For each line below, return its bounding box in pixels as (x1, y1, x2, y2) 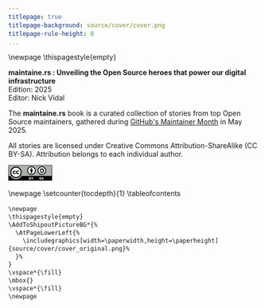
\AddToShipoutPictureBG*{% (8, 221, 98, 229)
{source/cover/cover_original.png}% (8, 245, 130, 253)
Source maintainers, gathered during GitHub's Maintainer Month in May (8, 117, 243, 127)
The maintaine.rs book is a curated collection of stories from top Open (8, 108, 241, 119)
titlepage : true (8, 13, 62, 21)
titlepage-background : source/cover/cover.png (8, 21, 166, 29)
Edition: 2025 (8, 84, 53, 95)
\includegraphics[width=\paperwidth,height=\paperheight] (22, 237, 219, 245)
